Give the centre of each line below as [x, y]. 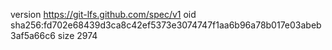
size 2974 [77, 35]
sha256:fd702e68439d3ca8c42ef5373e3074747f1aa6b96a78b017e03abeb [166, 25]
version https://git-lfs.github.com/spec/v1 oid [103, 14]
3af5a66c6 [33, 35]
